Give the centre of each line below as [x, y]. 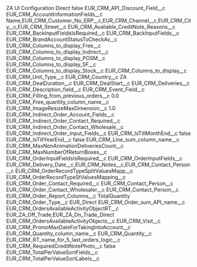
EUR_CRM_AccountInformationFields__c [54, 14]
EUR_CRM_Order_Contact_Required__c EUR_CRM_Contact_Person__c [90, 183]
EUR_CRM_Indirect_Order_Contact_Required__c [63, 121]
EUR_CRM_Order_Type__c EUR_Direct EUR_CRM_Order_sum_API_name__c [96, 202]
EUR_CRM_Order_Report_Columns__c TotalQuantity [68, 196]
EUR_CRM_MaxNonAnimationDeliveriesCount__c [65, 146]
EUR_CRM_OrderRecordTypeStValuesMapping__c [66, 177]
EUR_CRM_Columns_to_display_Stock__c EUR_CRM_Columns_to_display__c [96, 71]
